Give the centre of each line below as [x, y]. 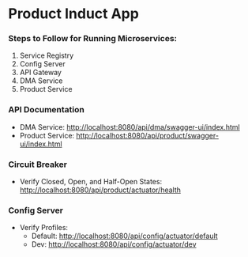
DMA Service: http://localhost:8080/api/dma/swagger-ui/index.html [130, 127]
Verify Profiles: [44, 228]
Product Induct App [74, 14]
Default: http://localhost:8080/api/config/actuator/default [125, 236]
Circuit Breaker [38, 164]
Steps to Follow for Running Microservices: [93, 39]
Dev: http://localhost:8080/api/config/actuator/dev [114, 244]
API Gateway [40, 73]
